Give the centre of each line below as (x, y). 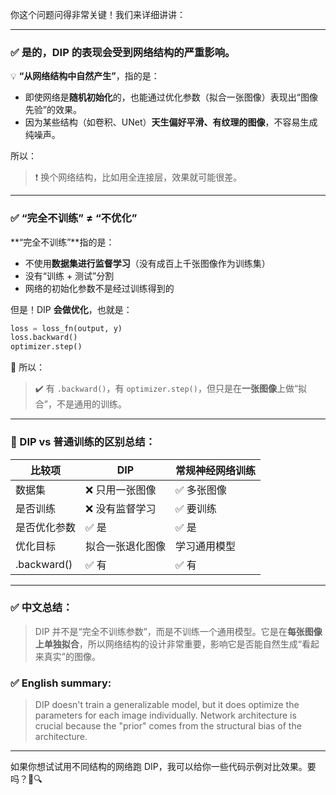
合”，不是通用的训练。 (80, 404)
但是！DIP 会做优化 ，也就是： (71, 309)
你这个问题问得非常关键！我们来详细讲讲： (98, 14)
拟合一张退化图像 (126, 546)
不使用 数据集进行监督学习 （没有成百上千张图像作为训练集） (147, 263)
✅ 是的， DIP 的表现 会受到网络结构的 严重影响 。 (123, 52)
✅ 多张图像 (201, 490)
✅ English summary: (61, 683)
